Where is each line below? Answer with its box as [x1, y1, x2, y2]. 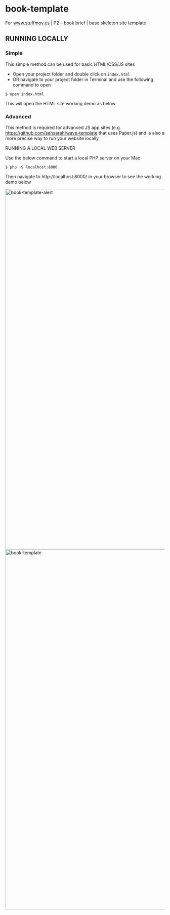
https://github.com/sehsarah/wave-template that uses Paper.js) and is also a [5, 130, 165, 136]
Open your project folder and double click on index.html [12, 71, 131, 77]
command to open [12, 81, 51, 88]
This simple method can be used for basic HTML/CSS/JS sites [5, 61, 135, 67]
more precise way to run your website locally [5, 135, 99, 141]
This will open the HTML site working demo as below [5, 100, 116, 106]
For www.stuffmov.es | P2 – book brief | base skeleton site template [5, 20, 147, 26]
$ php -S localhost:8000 [5, 164, 58, 170]
